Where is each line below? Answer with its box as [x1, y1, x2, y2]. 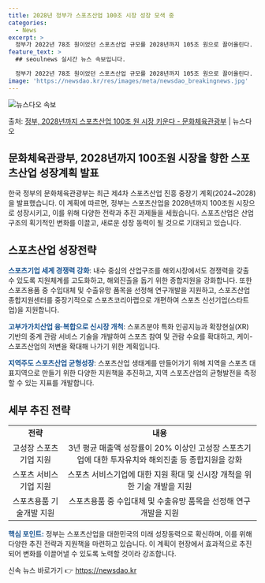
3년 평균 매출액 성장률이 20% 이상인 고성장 [68, 443, 221, 454]
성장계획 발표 [39, 166, 99, 180]
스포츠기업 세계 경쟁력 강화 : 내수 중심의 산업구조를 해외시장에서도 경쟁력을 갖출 [8, 266, 250, 276]
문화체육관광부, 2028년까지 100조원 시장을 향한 [8, 151, 229, 165]
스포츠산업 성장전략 [8, 243, 97, 257]
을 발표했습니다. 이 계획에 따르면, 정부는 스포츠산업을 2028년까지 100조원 [8, 199, 235, 208]
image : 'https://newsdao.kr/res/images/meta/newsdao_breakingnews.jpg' [8, 76, 248, 85]
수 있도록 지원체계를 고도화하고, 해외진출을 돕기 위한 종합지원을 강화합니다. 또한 [8, 276, 252, 285]
